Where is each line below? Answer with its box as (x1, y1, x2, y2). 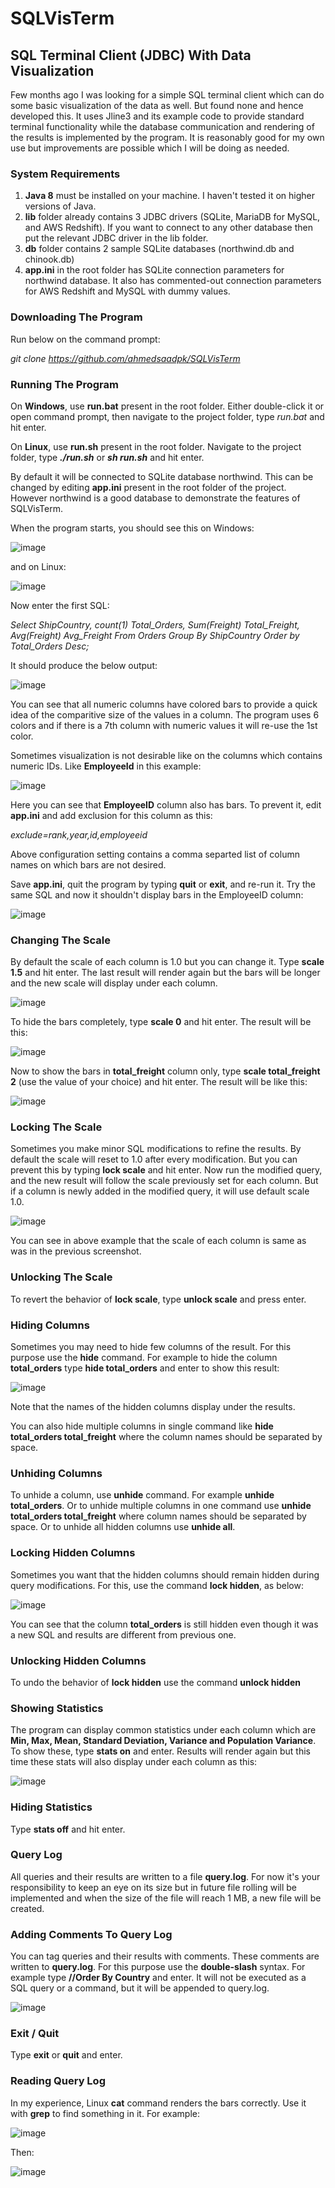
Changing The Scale (10, 933, 112, 947)
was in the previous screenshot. (10, 1245, 142, 1257)
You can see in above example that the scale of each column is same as (10, 1235, 307, 1247)
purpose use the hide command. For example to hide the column (10, 1352, 278, 1364)
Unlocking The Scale (10, 1270, 113, 1284)
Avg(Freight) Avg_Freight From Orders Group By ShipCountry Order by (10, 629, 300, 641)
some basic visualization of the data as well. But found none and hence (10, 100, 304, 111)
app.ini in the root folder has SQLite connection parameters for (24, 264, 285, 276)
